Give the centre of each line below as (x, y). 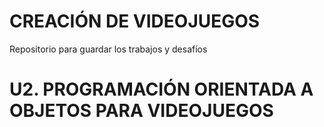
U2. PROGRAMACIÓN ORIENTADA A (161, 89)
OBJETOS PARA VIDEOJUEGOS (141, 111)
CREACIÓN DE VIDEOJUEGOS (135, 21)
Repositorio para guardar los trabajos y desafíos (108, 49)
